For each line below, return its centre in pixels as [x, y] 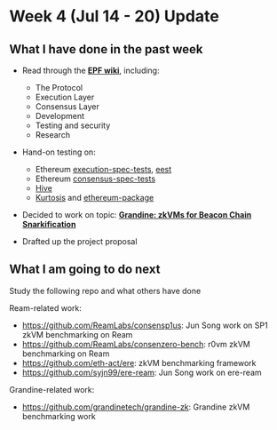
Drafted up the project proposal [79, 241]
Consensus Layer [67, 107]
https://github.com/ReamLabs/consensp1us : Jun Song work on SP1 [145, 325]
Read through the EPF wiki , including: [91, 70]
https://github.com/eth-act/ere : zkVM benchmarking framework [139, 362]
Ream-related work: [46, 307]
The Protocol [59, 88]
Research [53, 135]
